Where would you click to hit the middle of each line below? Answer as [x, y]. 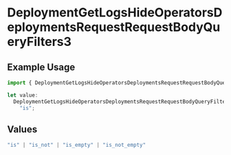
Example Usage [41, 67]
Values [22, 129]
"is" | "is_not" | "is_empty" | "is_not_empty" [77, 145]
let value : [23, 95]
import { [20, 83]
